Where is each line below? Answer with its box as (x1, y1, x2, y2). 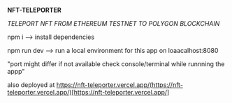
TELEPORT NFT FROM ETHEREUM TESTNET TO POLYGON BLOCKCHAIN (7, 19, 220, 27)
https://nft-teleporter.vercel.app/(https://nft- (56, 81, 184, 89)
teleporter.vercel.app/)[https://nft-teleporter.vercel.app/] (7, 88, 170, 96)
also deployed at (7, 81, 55, 89)
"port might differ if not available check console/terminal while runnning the (7, 60, 225, 68)
